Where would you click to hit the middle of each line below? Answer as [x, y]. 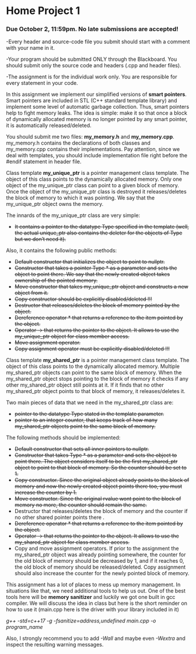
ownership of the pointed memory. [56, 280]
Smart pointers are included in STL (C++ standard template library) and [92, 101]
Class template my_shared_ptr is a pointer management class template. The [98, 360]
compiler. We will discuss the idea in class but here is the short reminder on [97, 603]
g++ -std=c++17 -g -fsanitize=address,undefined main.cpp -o [81, 621]
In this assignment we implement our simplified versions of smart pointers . [96, 94]
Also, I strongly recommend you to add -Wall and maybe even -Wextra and [96, 638]
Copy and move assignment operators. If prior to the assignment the [97, 549]
